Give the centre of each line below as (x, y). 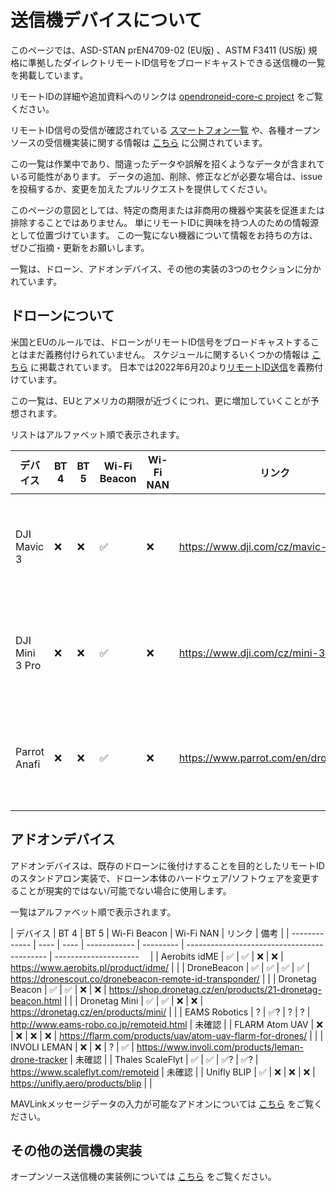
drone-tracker (39, 1059)
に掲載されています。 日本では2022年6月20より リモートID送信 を (163, 367)
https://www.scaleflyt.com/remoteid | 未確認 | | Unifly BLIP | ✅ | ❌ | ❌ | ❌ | (163, 1072)
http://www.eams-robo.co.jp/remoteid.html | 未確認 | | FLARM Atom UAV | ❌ (166, 1024)
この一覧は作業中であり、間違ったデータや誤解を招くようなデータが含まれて (167, 163)
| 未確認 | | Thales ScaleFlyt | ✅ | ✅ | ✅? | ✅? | (164, 1059)
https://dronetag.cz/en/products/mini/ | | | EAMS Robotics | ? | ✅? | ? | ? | (160, 1012)
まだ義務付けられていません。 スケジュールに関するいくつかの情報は (168, 354)
